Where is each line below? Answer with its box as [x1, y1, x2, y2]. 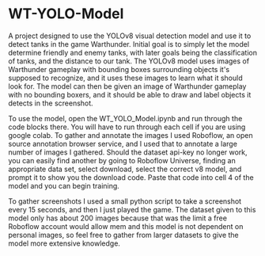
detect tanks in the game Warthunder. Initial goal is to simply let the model [8, 39, 250, 48]
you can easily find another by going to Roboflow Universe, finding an [8, 155, 236, 165]
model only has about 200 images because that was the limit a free [8, 213, 228, 223]
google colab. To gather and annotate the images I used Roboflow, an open [8, 130, 253, 139]
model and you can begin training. [8, 181, 120, 190]
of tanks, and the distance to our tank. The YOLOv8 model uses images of [8, 56, 250, 66]
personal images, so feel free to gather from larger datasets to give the [8, 230, 239, 239]
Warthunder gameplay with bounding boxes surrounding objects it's [8, 64, 230, 74]
